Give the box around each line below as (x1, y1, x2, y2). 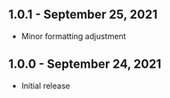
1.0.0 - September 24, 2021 (8, 57, 162, 72)
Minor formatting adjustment (20, 30, 126, 41)
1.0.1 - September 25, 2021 (8, 7, 158, 22)
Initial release (20, 80, 70, 91)
